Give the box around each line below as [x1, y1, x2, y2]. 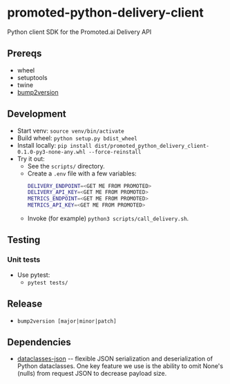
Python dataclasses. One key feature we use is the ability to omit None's [17, 362, 223, 370]
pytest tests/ [27, 279, 68, 286]
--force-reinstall [88, 148, 142, 155]
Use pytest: [17, 271, 50, 279]
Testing [7, 234, 41, 246]
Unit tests [7, 255, 41, 265]
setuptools [17, 73, 48, 81]
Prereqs [7, 48, 42, 59]
